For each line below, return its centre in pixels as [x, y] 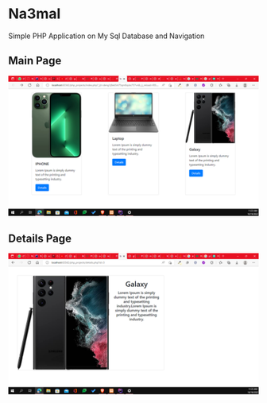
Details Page [40, 238]
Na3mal [35, 14]
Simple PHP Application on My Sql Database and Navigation [106, 36]
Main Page [35, 61]
